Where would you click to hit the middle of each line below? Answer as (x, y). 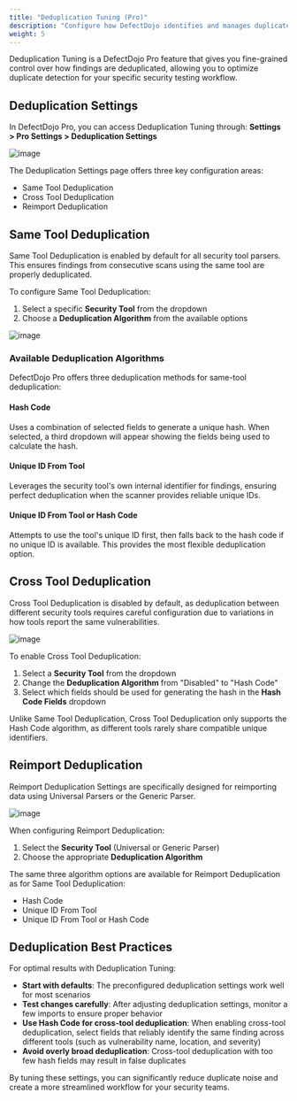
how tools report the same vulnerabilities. (84, 621)
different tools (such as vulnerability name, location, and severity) (141, 1042)
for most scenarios (56, 995)
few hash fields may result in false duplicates (104, 1061)
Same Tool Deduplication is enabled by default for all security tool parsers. (145, 256)
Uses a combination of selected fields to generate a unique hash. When (139, 427)
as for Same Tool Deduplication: (67, 883)
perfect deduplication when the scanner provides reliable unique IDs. (135, 495)
